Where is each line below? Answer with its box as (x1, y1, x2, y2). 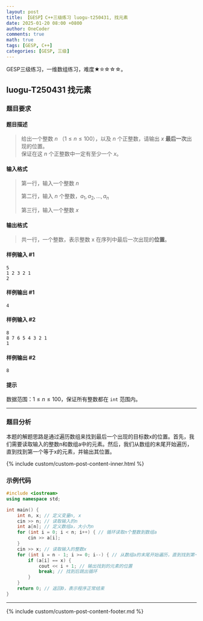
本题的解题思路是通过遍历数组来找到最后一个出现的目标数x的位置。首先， (6, 433, 189, 440)
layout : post (6, 8, 39, 15)
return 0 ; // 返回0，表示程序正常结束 (17, 585, 105, 592)
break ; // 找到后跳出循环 (38, 568, 98, 574)
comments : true (6, 31, 45, 37)
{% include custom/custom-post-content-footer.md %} (6, 608, 144, 615)
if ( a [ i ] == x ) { (28, 557, 71, 564)
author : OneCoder (6, 25, 50, 32)
